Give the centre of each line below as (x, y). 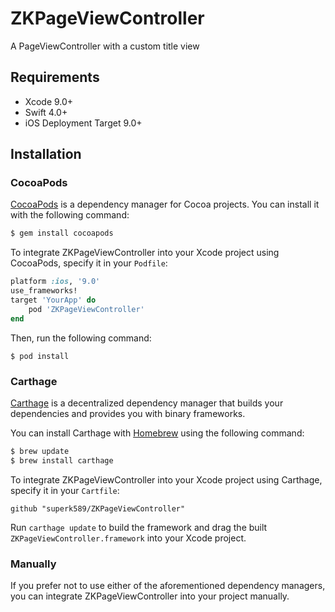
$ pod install (40, 356)
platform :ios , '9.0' (55, 282)
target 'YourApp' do (53, 300)
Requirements (55, 77)
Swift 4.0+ (46, 112)
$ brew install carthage (62, 460)
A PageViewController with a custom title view (105, 46)
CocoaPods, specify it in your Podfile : (89, 263)
